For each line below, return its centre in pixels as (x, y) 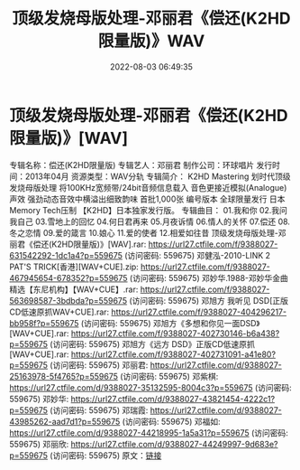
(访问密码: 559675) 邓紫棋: (169, 376)
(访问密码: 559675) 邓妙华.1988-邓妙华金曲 (209, 277)
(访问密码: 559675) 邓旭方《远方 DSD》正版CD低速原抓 (152, 343)
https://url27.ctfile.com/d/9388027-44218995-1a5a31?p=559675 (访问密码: (149, 432)
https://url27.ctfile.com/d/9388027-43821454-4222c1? (173, 399)
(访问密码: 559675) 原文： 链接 (105, 455)
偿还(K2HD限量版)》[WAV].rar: (90, 244)
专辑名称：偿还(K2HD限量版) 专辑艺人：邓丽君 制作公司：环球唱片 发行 (141, 164)
